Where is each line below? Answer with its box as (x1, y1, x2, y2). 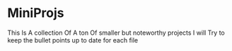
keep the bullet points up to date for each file (7, 35, 139, 44)
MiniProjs (7, 5, 64, 21)
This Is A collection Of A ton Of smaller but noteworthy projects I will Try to (7, 28, 225, 37)
